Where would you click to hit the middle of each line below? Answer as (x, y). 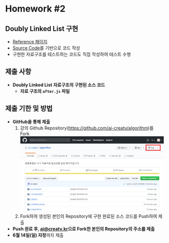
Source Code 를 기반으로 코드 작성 (46, 48)
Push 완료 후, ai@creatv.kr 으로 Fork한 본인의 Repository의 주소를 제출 (83, 229)
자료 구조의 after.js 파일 (45, 91)
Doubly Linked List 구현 (42, 28)
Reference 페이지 (30, 42)
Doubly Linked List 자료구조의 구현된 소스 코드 (59, 85)
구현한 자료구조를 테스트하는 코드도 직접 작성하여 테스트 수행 (72, 54)
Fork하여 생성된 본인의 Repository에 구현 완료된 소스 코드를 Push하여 (89, 216)
